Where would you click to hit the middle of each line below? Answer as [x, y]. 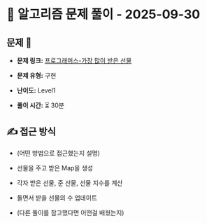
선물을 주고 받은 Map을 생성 [55, 168]
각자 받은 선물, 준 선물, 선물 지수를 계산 [70, 182]
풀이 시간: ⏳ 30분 [40, 105]
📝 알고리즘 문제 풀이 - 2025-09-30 [103, 14]
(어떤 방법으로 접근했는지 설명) [58, 153]
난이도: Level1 [36, 90]
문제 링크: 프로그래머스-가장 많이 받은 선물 [74, 61]
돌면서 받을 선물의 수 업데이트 [57, 198]
